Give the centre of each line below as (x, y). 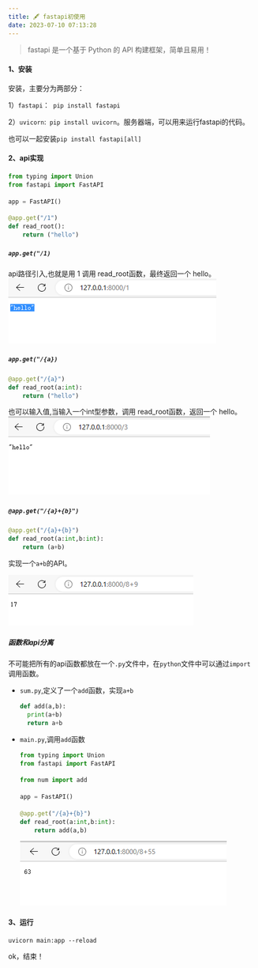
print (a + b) (45, 715)
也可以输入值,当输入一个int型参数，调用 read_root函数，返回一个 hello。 (125, 412)
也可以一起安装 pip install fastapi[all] (75, 138)
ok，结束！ (26, 956)
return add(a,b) (61, 830)
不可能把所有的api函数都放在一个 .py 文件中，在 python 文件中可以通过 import (129, 664)
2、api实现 (26, 158)
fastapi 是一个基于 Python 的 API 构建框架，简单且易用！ (119, 49)
